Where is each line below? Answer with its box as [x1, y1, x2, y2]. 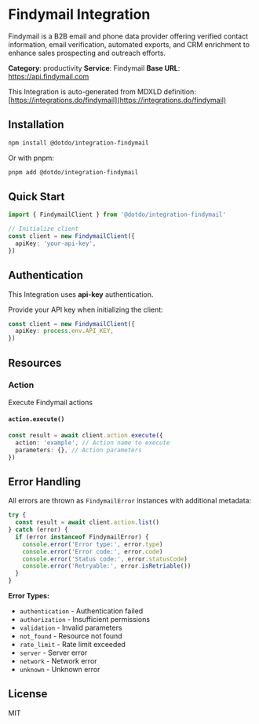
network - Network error [19, 656, 97, 666]
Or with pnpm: [8, 153, 55, 163]
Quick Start [8, 190, 65, 203]
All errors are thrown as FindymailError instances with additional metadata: [8, 496, 252, 506]
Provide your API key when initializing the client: [8, 305, 163, 314]
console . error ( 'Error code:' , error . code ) [22, 547, 163, 555]
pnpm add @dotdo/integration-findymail [8, 168, 139, 176]
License [8, 687, 48, 700]
